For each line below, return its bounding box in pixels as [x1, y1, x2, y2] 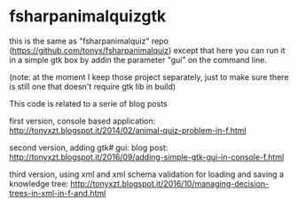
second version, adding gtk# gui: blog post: [9, 142, 169, 153]
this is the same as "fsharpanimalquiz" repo [9, 36, 169, 46]
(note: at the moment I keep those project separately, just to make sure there [9, 71, 289, 82]
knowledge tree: [9, 178, 69, 188]
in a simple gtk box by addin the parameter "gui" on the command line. [9, 54, 268, 65]
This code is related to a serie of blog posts [9, 98, 168, 108]
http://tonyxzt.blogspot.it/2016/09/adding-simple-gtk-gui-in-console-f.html [9, 151, 285, 162]
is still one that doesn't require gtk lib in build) [9, 81, 176, 92]
